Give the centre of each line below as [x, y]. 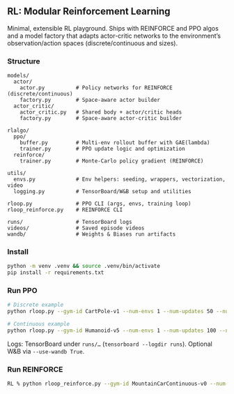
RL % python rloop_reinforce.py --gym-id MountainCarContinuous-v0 [107, 384]
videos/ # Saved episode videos [76, 228]
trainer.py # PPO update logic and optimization [103, 149]
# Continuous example [39, 324]
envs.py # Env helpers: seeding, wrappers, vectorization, [120, 180]
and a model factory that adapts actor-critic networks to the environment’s [114, 36]
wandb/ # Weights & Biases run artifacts [92, 234]
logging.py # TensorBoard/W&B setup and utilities [102, 192]
